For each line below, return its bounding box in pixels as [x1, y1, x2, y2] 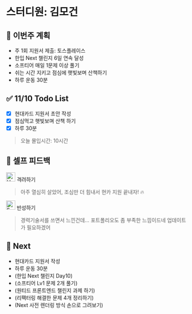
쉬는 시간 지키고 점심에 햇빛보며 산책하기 [14, 69, 107, 76]
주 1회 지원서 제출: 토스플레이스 [14, 47, 86, 54]
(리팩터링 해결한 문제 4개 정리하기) [14, 294, 94, 301]
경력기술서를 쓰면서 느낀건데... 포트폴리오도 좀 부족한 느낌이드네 [20, 216, 166, 223]
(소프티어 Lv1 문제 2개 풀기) [14, 279, 78, 286]
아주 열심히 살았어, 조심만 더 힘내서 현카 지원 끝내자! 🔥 [20, 188, 145, 195]
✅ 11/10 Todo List [6, 94, 69, 104]
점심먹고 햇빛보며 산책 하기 [14, 117, 76, 124]
